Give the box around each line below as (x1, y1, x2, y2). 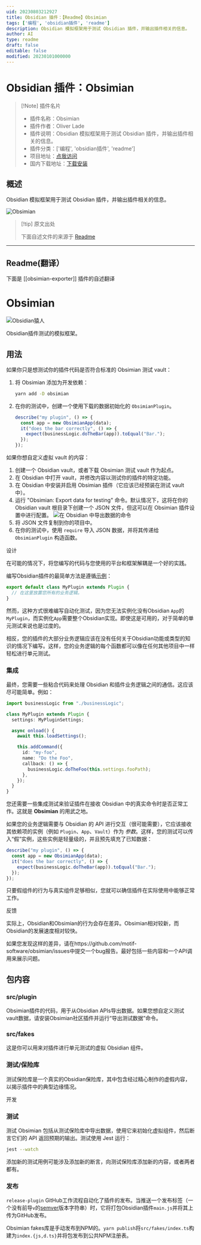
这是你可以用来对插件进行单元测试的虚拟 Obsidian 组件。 (6, 1044, 147, 1051)
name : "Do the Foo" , (22, 755, 74, 762)
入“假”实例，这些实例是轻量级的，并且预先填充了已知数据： (6, 835, 153, 843)
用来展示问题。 (6, 955, 43, 963)
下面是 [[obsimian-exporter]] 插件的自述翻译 (6, 275, 115, 282)
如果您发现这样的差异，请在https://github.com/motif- (6, 940, 137, 948)
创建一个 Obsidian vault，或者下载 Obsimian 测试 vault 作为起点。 (14, 467, 177, 474)
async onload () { (11, 727, 55, 733)
